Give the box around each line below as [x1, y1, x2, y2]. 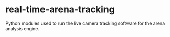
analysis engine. [5, 25, 40, 31]
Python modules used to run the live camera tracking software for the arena [5, 20, 165, 26]
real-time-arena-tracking [5, 4, 115, 15]
